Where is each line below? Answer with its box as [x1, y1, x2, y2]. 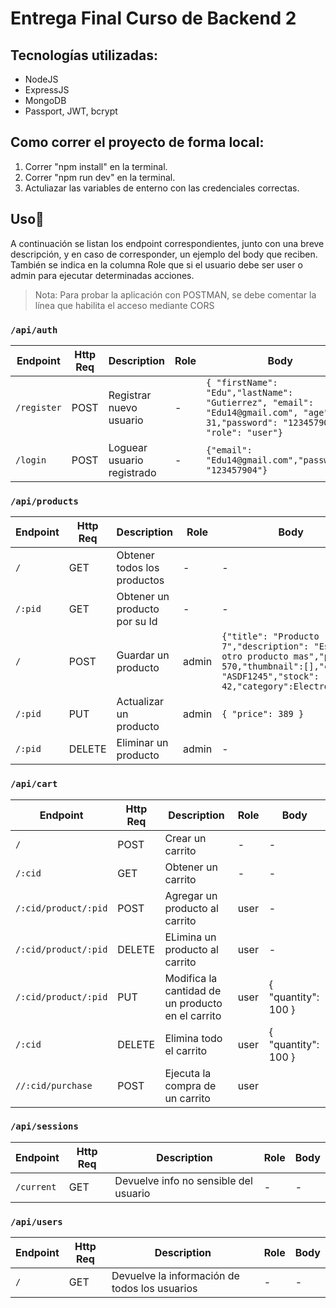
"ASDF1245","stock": [221, 671, 320, 682]
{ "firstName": [206, 377, 278, 388]
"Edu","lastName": [206, 387, 294, 398]
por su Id [116, 615, 158, 629]
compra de [164, 1078, 217, 1092]
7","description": [221, 641, 310, 652]
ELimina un [164, 930, 217, 944]
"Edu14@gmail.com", [206, 407, 299, 418]
